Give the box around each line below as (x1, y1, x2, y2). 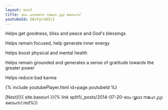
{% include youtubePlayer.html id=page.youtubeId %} (5, 84, 118, 90)
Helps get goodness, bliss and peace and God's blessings (5, 31, 126, 37)
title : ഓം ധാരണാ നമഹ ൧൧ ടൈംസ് (5, 12, 81, 17)
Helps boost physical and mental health (5, 50, 87, 56)
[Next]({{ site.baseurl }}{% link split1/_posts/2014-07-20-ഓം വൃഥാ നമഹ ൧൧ (5, 94, 163, 100)
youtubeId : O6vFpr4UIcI (5, 17, 55, 22)
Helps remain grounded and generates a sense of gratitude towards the (5, 60, 154, 66)
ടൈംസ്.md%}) (5, 100, 38, 106)
